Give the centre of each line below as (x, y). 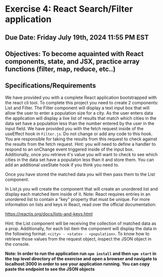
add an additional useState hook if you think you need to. (62, 165)
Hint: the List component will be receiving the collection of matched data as (81, 223)
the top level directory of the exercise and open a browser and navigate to (81, 258)
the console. (18, 244)
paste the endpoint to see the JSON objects (50, 269)
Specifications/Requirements (51, 86)
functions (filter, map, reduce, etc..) (60, 69)
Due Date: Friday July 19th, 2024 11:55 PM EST (77, 37)
